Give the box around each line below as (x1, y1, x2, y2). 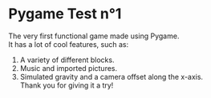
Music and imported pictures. (19, 63, 118, 73)
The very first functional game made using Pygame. (8, 31, 180, 41)
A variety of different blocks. (19, 55, 115, 65)
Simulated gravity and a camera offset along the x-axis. (19, 72, 203, 81)
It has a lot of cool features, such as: (8, 39, 129, 49)
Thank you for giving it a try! (19, 80, 114, 90)
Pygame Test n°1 (8, 5, 122, 23)
